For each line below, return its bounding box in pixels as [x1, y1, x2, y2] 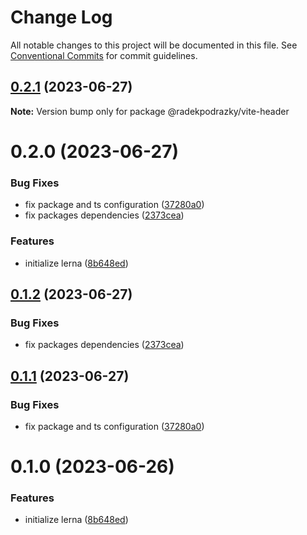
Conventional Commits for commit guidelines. [10, 49, 198, 61]
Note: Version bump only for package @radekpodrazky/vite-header [10, 105, 290, 117]
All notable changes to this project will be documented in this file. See [10, 39, 298, 51]
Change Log [10, 6, 113, 29]
